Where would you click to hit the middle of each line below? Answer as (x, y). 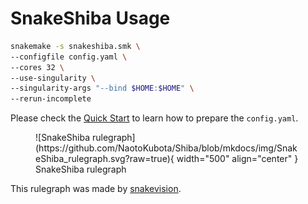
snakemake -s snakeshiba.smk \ (75, 46)
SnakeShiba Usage (90, 18)
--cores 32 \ (37, 67)
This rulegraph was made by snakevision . (96, 189)
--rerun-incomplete (51, 99)
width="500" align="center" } (237, 159)
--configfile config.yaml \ (69, 57)
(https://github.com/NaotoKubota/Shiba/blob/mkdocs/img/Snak (166, 148)
